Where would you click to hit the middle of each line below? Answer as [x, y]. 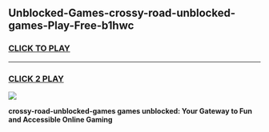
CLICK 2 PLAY [36, 78]
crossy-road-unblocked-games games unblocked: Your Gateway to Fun [130, 110]
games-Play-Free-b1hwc [71, 26]
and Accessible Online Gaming [60, 119]
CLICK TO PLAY [39, 49]
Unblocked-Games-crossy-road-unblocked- [122, 13]
